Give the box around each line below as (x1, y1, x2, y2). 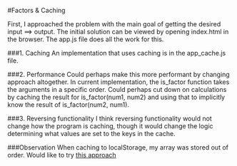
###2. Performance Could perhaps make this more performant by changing (7, 71, 230, 78)
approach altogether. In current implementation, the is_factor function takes (7, 78, 230, 86)
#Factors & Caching (7, 6, 66, 14)
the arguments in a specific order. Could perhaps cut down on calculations (7, 85, 227, 93)
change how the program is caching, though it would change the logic (7, 122, 213, 130)
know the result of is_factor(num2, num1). (7, 100, 130, 109)
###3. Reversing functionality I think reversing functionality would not (7, 114, 212, 123)
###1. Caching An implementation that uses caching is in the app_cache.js (7, 49, 226, 57)
